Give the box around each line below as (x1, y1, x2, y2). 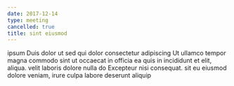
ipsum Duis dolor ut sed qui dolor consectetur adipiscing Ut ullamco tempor (7, 49, 226, 57)
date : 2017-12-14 (7, 10, 58, 17)
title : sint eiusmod (7, 29, 68, 37)
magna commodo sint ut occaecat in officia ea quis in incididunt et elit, (7, 57, 212, 65)
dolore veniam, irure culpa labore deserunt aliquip (7, 71, 152, 80)
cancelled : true (7, 23, 55, 30)
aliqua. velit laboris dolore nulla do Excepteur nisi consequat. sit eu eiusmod (7, 64, 227, 72)
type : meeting (7, 17, 49, 24)
